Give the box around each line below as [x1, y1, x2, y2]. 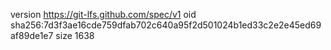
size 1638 [55, 30, 95, 41]
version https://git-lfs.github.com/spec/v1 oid [10, 9, 197, 20]
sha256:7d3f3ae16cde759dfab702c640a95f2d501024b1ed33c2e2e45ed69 [10, 19, 322, 31]
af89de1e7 [10, 30, 54, 41]
